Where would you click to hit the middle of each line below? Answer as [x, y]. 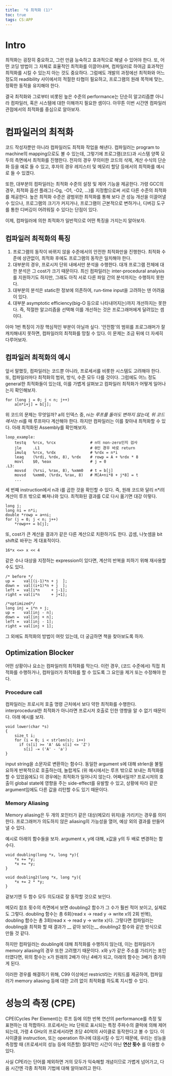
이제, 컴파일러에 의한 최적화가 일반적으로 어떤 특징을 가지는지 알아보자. [76, 221]
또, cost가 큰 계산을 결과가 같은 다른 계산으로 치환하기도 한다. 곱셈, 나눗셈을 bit [84, 534]
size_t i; [25, 736]
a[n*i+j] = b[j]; [33, 404]
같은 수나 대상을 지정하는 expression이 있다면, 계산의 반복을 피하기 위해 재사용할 [86, 560]
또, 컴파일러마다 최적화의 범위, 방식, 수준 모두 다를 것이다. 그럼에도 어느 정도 [81, 377]
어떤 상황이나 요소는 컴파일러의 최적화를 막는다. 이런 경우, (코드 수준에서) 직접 [83, 666]
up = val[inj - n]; [29, 612]
